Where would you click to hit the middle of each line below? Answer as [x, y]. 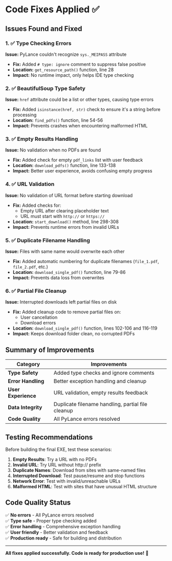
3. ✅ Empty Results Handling [42, 139]
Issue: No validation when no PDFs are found [53, 150]
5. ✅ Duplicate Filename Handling [48, 240]
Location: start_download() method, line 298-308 [66, 222]
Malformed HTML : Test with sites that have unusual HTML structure [85, 486]
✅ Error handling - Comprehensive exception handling [63, 526]
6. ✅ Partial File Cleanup [36, 291]
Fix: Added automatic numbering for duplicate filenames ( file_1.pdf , [86, 262]
